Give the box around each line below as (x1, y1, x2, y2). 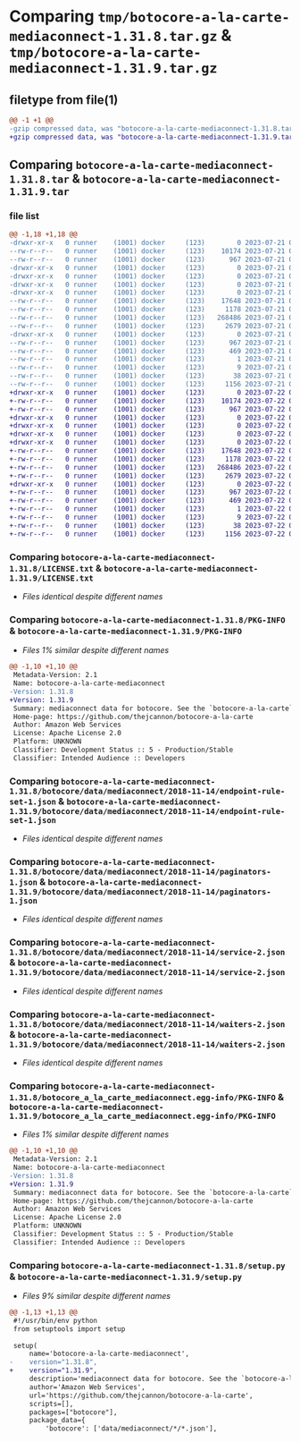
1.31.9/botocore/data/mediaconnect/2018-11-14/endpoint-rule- (9, 806, 286, 816)
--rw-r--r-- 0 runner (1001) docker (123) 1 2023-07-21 (9, 355, 286, 364)
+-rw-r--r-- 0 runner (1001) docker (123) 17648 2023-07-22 (9, 446, 286, 455)
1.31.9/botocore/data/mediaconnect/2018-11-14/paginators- (9, 887, 271, 896)
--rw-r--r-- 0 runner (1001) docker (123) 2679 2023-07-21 (9, 321, 286, 330)
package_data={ (29, 1416, 87, 1425)
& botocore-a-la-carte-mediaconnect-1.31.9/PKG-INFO (9, 624, 243, 637)
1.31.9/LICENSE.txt (9, 573, 94, 583)
